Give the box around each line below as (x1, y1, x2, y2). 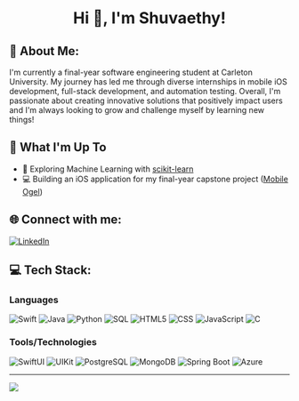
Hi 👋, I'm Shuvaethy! (72, 8, 227, 28)
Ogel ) (21, 186, 43, 196)
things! (9, 115, 35, 124)
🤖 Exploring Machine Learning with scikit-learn (21, 164, 194, 174)
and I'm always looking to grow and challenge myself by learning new (9, 105, 265, 115)
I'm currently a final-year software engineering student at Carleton (9, 67, 254, 77)
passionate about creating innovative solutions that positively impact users (9, 95, 283, 106)
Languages (9, 293, 60, 306)
